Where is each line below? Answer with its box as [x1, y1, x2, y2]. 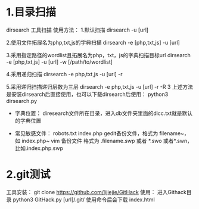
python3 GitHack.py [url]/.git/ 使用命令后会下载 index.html [13, 196, 155, 203]
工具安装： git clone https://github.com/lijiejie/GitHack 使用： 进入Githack [6, 188, 186, 195]
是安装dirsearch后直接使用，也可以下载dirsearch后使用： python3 [6, 91, 169, 98]
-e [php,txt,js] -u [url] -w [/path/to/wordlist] [6, 58, 113, 65]
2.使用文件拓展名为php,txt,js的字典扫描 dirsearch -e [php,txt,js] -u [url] [6, 39, 180, 46]
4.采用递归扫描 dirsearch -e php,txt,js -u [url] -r [6, 70, 123, 77]
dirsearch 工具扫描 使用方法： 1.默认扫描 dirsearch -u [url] [6, 26, 149, 33]
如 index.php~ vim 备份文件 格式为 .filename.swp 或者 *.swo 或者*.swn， [14, 137, 192, 144]
